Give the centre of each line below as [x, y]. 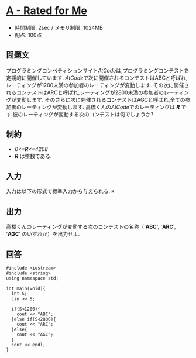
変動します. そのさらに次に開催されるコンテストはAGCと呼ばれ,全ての [101, 99]
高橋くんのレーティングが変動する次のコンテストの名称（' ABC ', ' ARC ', [91, 227]
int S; [19, 294]
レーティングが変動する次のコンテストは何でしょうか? [88, 114]
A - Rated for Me [47, 11]
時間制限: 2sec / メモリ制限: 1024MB [59, 27]
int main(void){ [26, 288]
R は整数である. [33, 156]
